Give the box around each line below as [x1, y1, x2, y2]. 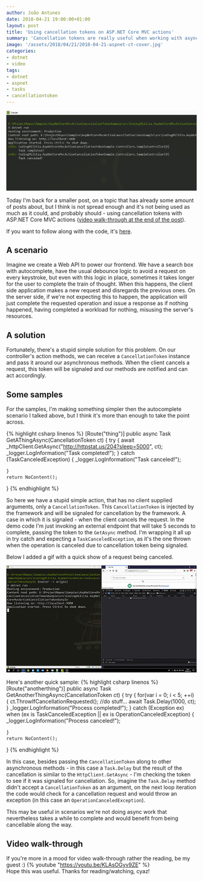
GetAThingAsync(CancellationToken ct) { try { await [6, 436, 135, 444]
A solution [6, 330, 46, 340]
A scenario [6, 245, 48, 255]
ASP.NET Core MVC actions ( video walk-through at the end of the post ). [6, 215, 186, 223]
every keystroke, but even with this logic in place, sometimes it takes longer [6, 274, 195, 281]
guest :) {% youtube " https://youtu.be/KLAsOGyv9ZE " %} [6, 861, 150, 868]
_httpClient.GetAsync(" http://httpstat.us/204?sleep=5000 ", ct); [6, 443, 163, 450]
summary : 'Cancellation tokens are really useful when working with [6, 35, 182, 42]
